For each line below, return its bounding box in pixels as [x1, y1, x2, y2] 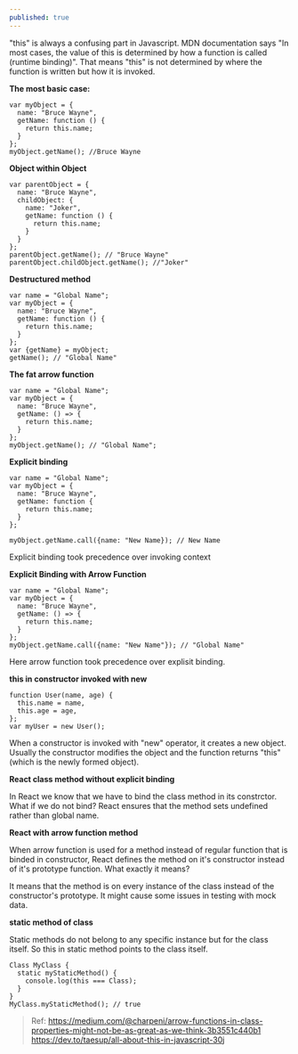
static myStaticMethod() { [17, 968, 117, 977]
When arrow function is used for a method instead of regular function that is [9, 844, 288, 855]
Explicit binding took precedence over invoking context [9, 552, 212, 562]
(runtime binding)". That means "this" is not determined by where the [9, 56, 262, 67]
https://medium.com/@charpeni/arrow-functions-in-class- [47, 1015, 263, 1025]
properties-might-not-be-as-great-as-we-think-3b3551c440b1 [30, 1025, 262, 1035]
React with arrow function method [9, 827, 139, 837]
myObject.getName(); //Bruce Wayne [9, 147, 141, 156]
